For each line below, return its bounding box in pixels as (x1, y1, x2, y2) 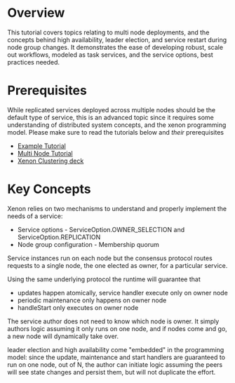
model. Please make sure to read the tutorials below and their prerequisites (7, 128, 224, 136)
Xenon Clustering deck (17, 156, 84, 165)
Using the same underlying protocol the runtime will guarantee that (7, 275, 201, 283)
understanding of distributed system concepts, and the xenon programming (7, 121, 227, 129)
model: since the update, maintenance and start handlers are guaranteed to (7, 353, 226, 361)
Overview (7, 5, 65, 21)
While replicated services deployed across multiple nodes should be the (7, 105, 216, 114)
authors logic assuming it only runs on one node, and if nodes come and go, (7, 324, 228, 332)
